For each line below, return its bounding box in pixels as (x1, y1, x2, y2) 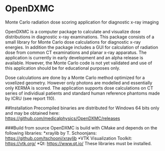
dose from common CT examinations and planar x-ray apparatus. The (5, 50, 147, 55)
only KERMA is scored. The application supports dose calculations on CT (5, 85, 154, 91)
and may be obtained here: (5, 110, 60, 116)
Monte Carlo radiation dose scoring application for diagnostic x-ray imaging (5, 19, 159, 25)
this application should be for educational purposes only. (5, 65, 121, 71)
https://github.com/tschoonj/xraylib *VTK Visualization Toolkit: (5, 135, 132, 141)
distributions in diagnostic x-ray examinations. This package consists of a (5, 34, 154, 40)
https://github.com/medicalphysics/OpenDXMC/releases (5, 115, 120, 121)
